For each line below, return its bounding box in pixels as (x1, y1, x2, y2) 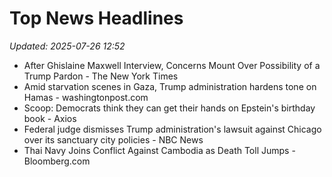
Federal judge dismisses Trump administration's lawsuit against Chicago (23, 123, 322, 135)
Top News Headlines (9, 7, 184, 30)
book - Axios (23, 112, 77, 124)
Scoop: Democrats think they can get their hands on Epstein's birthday (23, 102, 316, 114)
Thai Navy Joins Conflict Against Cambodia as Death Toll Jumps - (23, 144, 296, 156)
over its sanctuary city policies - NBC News (23, 133, 204, 146)
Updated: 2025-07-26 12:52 (9, 40, 126, 52)
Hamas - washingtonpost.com (23, 91, 149, 103)
